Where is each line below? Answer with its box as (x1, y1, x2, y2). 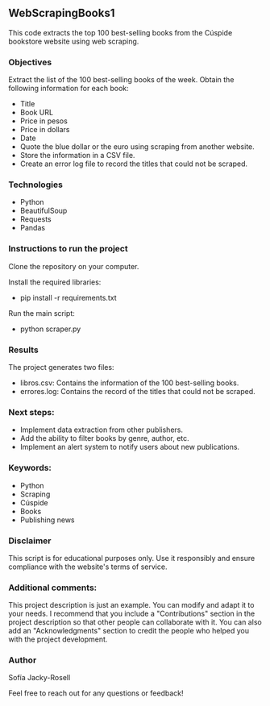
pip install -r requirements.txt (19, 293, 117, 302)
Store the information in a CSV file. (19, 151, 135, 160)
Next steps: (8, 406, 55, 417)
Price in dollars (19, 125, 70, 135)
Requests (19, 214, 52, 224)
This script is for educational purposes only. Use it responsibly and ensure (8, 553, 255, 563)
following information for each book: (8, 84, 129, 93)
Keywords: (8, 463, 52, 474)
